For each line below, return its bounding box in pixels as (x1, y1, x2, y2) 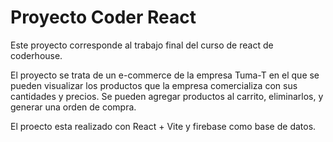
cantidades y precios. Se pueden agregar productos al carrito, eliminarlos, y (10, 90, 324, 102)
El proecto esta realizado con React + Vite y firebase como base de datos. (10, 120, 317, 132)
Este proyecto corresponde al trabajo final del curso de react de (10, 39, 274, 51)
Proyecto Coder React (10, 6, 197, 29)
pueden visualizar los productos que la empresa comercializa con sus (10, 79, 298, 91)
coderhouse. (10, 49, 63, 61)
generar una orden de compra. (10, 101, 137, 113)
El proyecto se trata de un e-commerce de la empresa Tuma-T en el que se (10, 69, 320, 81)
